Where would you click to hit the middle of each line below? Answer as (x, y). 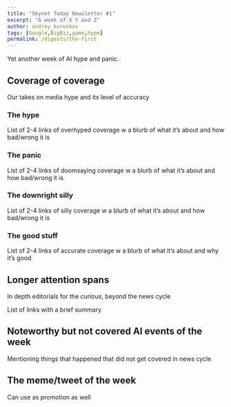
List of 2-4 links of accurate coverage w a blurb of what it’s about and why (113, 251)
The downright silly (40, 195)
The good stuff (32, 235)
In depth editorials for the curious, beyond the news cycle (89, 296)
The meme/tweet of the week (72, 380)
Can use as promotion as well (49, 397)
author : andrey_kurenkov (43, 26)
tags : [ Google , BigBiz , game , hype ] (55, 33)
